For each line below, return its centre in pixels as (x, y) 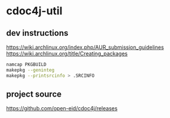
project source (34, 94)
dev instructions (37, 33)
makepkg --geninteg (30, 70)
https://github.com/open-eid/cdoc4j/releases (62, 108)
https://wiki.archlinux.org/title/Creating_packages (67, 54)
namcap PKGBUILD (26, 64)
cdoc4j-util (34, 11)
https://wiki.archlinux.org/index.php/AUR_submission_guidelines (85, 47)
